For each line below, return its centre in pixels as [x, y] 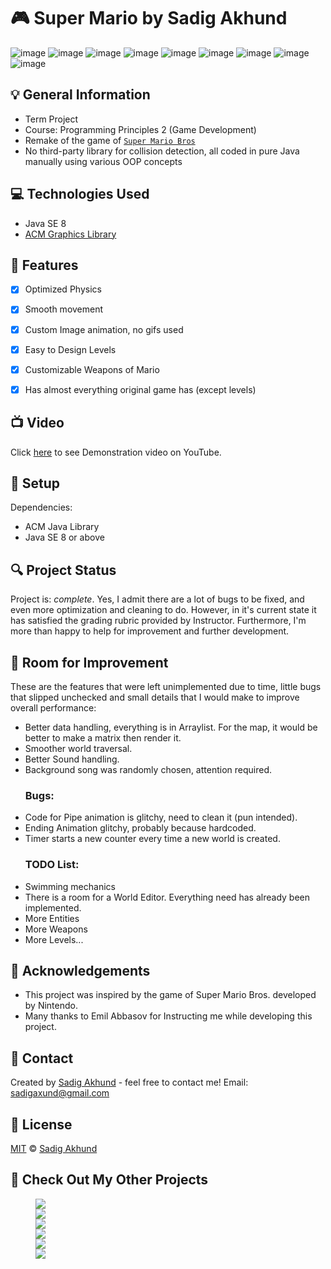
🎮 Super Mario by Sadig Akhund [149, 18]
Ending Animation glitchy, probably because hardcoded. [140, 828]
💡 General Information [80, 95]
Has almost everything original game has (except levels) [140, 389]
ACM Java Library [62, 527]
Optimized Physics [63, 289]
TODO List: [52, 865]
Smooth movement [64, 309]
